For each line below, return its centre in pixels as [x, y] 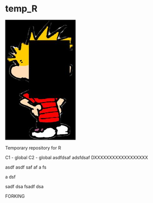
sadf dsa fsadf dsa [24, 186]
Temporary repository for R [33, 148]
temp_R [21, 9]
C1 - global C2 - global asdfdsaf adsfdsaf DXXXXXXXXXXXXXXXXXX [77, 157]
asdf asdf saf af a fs [26, 167]
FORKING [15, 196]
